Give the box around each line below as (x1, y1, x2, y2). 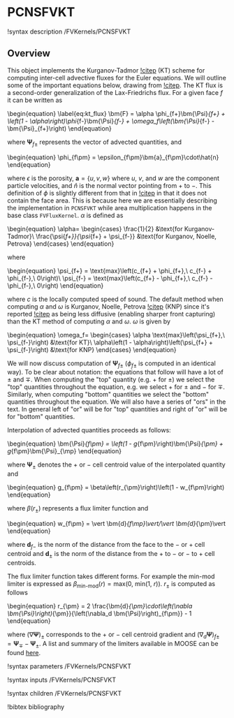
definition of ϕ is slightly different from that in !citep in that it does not (7, 189, 207, 197)
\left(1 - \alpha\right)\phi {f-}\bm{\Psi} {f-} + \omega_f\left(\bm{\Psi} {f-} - (7, 117, 215, 125)
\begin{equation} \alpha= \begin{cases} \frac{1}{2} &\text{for (7, 224, 183, 233)
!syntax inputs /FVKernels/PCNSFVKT (7, 675, 117, 684)
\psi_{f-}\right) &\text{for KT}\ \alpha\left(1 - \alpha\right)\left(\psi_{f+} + (7, 338, 213, 346)
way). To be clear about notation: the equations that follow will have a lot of (7, 368, 224, 376)
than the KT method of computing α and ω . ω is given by (7, 317, 171, 325)
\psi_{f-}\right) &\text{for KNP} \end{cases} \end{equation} (7, 345, 177, 353)
